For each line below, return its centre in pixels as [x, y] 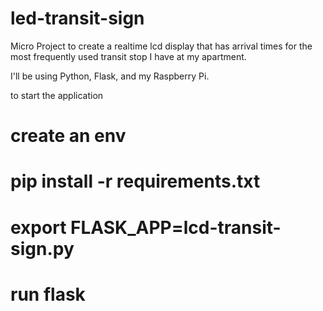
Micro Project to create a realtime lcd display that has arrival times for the [161, 46]
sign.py [42, 248]
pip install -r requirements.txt [135, 181]
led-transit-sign [77, 18]
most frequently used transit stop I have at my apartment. [128, 56]
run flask [48, 294]
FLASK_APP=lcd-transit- [176, 227]
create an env [68, 136]
